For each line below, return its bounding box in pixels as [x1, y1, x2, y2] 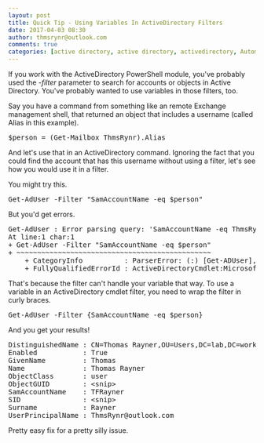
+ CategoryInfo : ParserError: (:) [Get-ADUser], [24, 256, 257, 265]
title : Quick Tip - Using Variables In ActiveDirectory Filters [8, 19, 223, 27]
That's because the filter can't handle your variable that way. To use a [8, 279, 234, 288]
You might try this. [8, 180, 68, 189]
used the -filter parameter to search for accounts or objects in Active [8, 78, 232, 87]
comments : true [8, 41, 58, 49]
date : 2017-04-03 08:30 [8, 26, 86, 34]
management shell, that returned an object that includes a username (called [8, 110, 254, 118]
